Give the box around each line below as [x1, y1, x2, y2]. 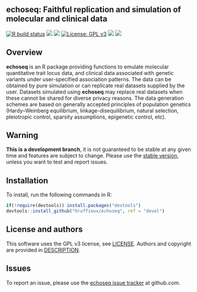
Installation [6, 175, 48, 185]
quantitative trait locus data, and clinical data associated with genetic [6, 69, 174, 76]
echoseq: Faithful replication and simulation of [6, 5, 181, 15]
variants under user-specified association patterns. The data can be [6, 76, 172, 83]
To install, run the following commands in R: [6, 191, 112, 198]
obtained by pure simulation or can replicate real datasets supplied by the [6, 82, 185, 89]
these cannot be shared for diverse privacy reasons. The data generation [6, 94, 184, 101]
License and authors [6, 224, 83, 235]
